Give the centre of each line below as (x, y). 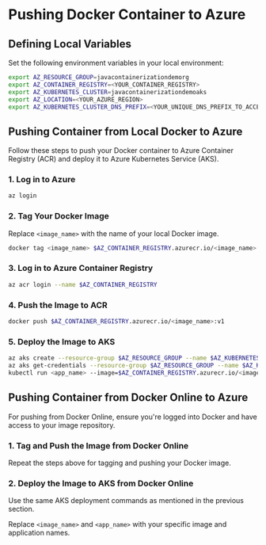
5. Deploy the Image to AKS (62, 341)
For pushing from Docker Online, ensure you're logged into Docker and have (133, 417)
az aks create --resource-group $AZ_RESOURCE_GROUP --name (108, 358)
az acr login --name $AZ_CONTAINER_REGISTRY (83, 284)
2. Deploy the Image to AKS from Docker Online (101, 483)
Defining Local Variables (70, 44)
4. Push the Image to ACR (58, 305)
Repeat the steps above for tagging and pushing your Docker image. (120, 463)
